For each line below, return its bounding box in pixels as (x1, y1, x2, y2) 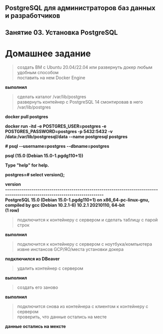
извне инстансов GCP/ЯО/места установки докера (17, 246, 124, 252)
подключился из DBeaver (5, 255, 60, 262)
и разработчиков (5, 12, 60, 20)
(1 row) (5, 207, 20, 213)
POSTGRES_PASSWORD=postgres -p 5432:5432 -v (5, 128, 113, 134)
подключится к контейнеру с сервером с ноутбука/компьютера (17, 241, 152, 247)
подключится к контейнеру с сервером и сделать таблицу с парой (17, 217, 158, 223)
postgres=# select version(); (5, 171, 65, 177)
